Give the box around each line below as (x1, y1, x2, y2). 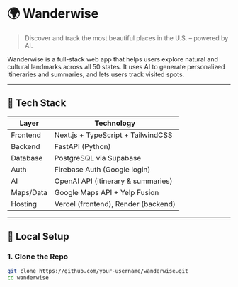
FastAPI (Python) (54, 141, 111, 151)
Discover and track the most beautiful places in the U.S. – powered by (24, 33, 229, 42)
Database (11, 153, 43, 163)
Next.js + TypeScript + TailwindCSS (54, 130, 173, 140)
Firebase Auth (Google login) (54, 164, 151, 174)
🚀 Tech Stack (7, 97, 67, 110)
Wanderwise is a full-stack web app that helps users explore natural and (7, 54, 218, 64)
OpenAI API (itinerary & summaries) (54, 176, 173, 186)
